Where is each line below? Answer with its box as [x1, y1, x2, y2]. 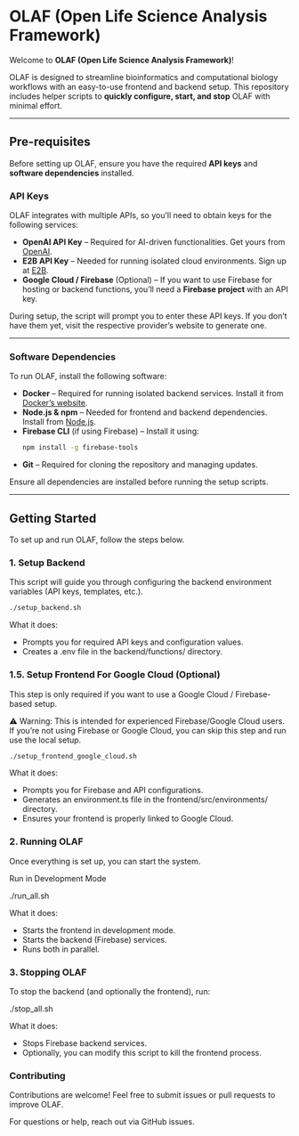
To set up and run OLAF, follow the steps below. [9, 534, 185, 545]
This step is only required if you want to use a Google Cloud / [9, 688, 234, 700]
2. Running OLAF [9, 835, 84, 848]
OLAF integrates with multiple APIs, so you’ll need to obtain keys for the [9, 210, 272, 221]
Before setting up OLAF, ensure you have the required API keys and [9, 158, 258, 168]
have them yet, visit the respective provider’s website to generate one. [9, 321, 267, 331]
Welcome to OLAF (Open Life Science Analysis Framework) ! [9, 54, 234, 65]
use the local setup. [9, 734, 82, 745]
